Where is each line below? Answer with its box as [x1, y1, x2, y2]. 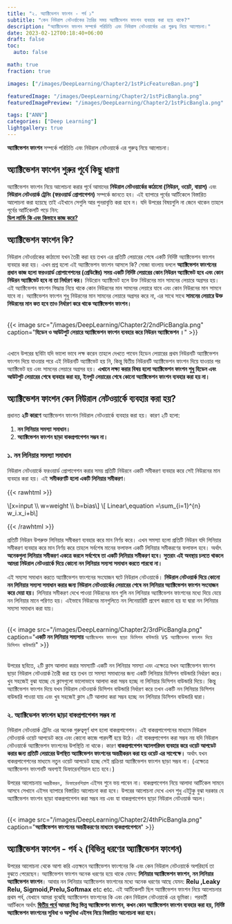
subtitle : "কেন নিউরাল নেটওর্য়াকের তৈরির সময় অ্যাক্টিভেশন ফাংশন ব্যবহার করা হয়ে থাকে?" [7, 17, 191, 24]
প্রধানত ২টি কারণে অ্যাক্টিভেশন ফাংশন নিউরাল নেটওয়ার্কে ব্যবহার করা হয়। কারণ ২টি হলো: [7, 411, 180, 420]
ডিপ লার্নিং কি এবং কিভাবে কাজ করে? [7, 213, 78, 222]
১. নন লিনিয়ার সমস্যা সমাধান [7, 451, 71, 461]
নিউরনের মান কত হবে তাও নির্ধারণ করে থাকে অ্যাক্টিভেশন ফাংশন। [7, 299, 132, 308]
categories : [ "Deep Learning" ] [7, 118, 97, 125]
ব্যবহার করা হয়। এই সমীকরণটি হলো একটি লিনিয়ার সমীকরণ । [7, 474, 127, 482]
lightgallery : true [7, 125, 64, 132]
